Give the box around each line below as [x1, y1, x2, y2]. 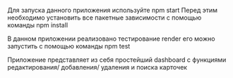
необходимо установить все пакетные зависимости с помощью [7, 13, 202, 22]
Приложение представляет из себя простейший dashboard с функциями [7, 56, 227, 64]
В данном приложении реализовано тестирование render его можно [7, 34, 215, 43]
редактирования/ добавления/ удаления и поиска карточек [7, 63, 188, 71]
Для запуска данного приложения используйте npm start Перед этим [7, 6, 217, 14]
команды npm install [7, 21, 68, 29]
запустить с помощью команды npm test [7, 42, 131, 50]
